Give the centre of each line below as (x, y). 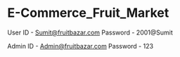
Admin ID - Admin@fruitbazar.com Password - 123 (80, 46)
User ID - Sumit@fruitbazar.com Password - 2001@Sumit (90, 32)
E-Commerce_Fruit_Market (88, 13)
